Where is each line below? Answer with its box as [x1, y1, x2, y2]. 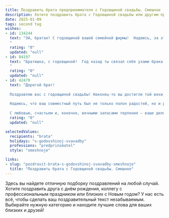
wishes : [5, 26, 22, 31]
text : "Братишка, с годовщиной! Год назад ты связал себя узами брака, [10, 59, 165, 64]
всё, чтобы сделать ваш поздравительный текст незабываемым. [5, 196, 145, 202]
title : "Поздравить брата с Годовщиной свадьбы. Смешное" [10, 166, 134, 172]
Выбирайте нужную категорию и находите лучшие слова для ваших [5, 201, 152, 207]
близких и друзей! [5, 207, 44, 213]
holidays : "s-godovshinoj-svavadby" [10, 138, 87, 144]
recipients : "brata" [10, 134, 53, 139]
